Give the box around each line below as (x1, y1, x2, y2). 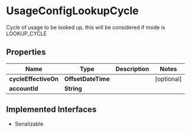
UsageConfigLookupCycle (6, 4, 139, 18)
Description (115, 65, 150, 73)
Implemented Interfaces (6, 105, 97, 115)
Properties (6, 47, 46, 57)
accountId (9, 84, 38, 92)
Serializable (14, 120, 44, 127)
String (64, 84, 82, 92)
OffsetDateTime (64, 75, 110, 83)
